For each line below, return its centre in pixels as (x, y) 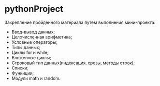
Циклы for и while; (30, 52)
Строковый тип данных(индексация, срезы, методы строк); (73, 63)
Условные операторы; (34, 42)
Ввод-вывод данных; (33, 32)
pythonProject (34, 9)
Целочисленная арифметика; (42, 37)
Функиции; (23, 73)
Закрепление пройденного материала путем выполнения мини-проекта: (80, 22)
